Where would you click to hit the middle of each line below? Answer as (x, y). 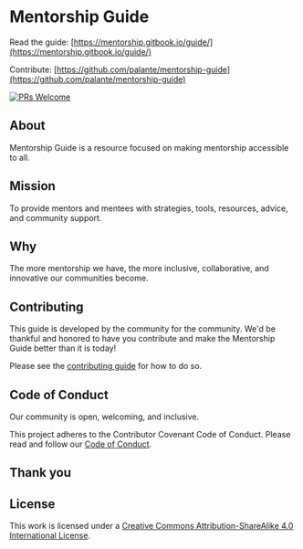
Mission (33, 186)
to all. (20, 157)
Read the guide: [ (42, 42)
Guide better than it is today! (63, 348)
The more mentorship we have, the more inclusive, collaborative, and (139, 269)
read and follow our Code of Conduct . (81, 444)
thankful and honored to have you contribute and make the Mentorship (142, 339)
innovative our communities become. (79, 278)
